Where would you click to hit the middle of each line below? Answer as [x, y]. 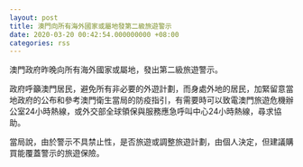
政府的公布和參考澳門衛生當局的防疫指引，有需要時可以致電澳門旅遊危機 [151, 100]
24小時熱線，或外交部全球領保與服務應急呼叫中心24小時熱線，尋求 [149, 111]
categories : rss [40, 43]
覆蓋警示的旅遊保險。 [64, 153]
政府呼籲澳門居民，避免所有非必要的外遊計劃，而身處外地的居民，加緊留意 [147, 89]
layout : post [34, 18]
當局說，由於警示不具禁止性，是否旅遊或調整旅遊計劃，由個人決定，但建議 [147, 142]
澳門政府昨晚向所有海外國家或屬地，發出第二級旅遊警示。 [116, 70]
